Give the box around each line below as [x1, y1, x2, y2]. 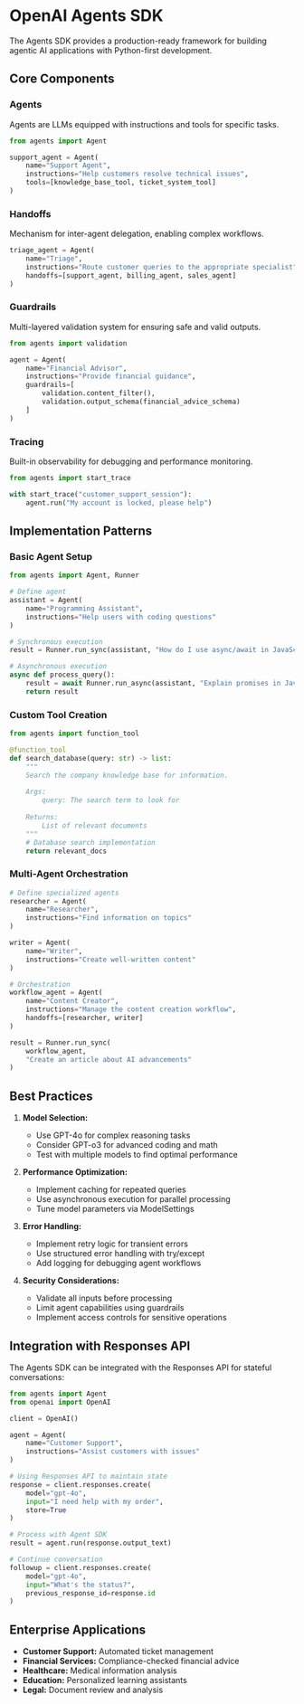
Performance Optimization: [22, 1167, 128, 1178]
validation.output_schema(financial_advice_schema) [42, 397, 242, 407]
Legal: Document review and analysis [22, 1684, 164, 1696]
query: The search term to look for [42, 796, 180, 805]
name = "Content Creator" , [25, 997, 119, 1006]
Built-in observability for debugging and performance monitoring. [9, 456, 253, 467]
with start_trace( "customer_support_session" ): [9, 489, 193, 498]
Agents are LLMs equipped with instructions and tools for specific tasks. [9, 118, 280, 129]
